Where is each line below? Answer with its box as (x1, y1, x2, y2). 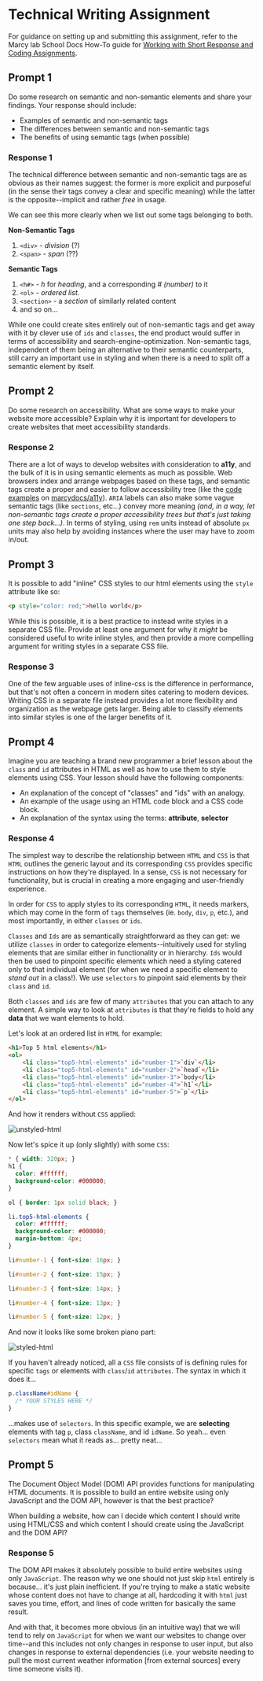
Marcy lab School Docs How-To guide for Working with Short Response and (8, 39, 254, 49)
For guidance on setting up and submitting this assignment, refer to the (8, 31, 238, 41)
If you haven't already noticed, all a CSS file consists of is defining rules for (8, 1358, 248, 1367)
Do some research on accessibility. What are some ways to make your (8, 405, 236, 415)
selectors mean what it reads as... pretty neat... (8, 1435, 163, 1445)
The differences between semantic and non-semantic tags (19, 124, 210, 133)
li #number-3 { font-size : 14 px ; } (8, 1284, 122, 1292)
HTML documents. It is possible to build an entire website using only (8, 1487, 229, 1497)
